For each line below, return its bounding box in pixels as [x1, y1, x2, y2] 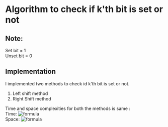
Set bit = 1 [5, 48, 26, 53]
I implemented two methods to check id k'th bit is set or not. [5, 80, 130, 86]
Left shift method [12, 90, 48, 96]
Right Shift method [12, 95, 51, 101]
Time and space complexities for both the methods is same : [5, 105, 131, 111]
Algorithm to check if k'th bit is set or [5, 4, 163, 15]
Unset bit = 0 [5, 53, 33, 59]
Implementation [5, 67, 56, 76]
